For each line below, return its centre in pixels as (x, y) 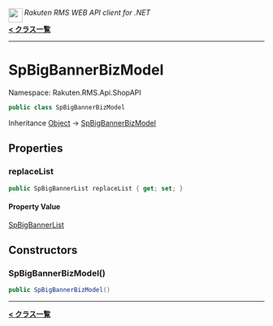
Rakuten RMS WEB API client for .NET (87, 13)
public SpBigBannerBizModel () (60, 290)
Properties (36, 149)
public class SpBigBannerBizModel (67, 107)
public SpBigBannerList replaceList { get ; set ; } (96, 188)
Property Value (35, 206)
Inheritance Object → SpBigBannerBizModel (82, 122)
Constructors (43, 250)
